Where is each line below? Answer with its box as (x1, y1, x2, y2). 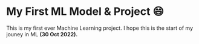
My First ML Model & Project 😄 (6, 5, 165, 18)
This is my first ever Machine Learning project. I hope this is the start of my (6, 24, 194, 32)
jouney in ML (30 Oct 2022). (6, 30, 78, 37)
